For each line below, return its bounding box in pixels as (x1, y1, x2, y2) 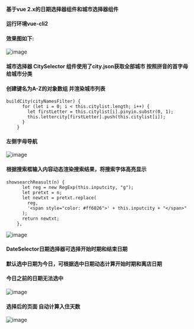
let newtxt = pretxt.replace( (21, 195, 97, 201)
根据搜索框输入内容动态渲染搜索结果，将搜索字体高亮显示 (6, 165, 147, 172)
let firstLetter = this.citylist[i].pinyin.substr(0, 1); (27, 109, 174, 115)
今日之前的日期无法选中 (6, 275, 63, 282)
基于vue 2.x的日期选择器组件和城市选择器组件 (6, 5, 119, 12)
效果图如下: (6, 34, 34, 42)
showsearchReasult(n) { (6, 179, 65, 185)
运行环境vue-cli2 (6, 20, 49, 27)
